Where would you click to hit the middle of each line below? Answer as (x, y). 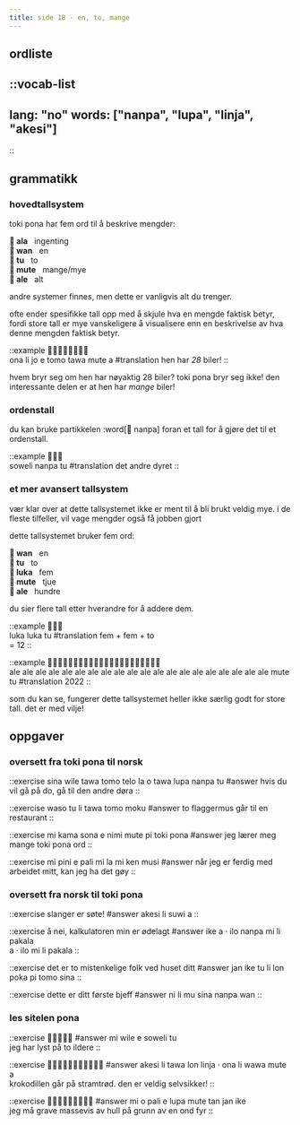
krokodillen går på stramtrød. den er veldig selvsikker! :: (112, 1083)
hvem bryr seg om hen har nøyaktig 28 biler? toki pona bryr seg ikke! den (145, 376)
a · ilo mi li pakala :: (44, 950)
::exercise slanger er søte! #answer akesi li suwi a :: (104, 914)
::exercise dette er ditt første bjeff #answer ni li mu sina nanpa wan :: (136, 995)
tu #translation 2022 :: (50, 681)
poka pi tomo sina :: (46, 977)
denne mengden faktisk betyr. (64, 333)
